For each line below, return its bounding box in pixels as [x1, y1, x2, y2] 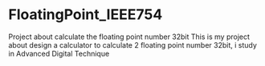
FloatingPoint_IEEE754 [8, 6, 163, 24]
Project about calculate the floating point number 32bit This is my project [8, 32, 251, 41]
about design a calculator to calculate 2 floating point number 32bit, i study [8, 40, 257, 49]
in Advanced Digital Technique [8, 49, 110, 58]
